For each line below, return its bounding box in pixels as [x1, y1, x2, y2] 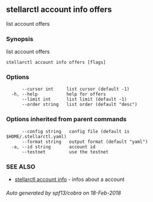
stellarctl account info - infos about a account [14, 176, 125, 183]
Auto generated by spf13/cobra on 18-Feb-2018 [6, 189, 121, 196]
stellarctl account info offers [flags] [6, 60, 107, 66]
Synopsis [6, 35, 33, 43]
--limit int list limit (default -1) [21, 97, 127, 102]
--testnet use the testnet [21, 149, 109, 155]
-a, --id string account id [11, 143, 96, 150]
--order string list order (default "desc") [21, 102, 138, 108]
